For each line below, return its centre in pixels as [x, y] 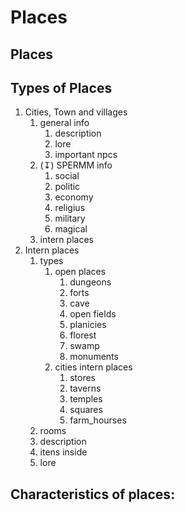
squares [86, 410]
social [67, 176]
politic [67, 187]
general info [64, 123]
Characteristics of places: [93, 494]
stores [83, 378]
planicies [88, 325]
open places [80, 272]
